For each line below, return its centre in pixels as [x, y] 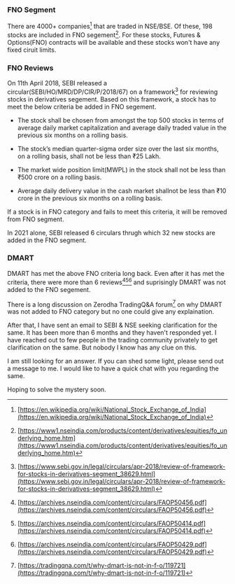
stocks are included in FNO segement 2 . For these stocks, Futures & [104, 34]
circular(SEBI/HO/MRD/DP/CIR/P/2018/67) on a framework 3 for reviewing [113, 91]
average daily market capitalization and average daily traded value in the [122, 127]
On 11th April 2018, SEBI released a [57, 83]
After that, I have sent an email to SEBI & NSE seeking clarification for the [113, 325]
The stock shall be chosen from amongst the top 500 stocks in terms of [120, 120]
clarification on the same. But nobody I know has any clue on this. [102, 347]
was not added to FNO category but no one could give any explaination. [111, 312]
